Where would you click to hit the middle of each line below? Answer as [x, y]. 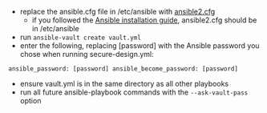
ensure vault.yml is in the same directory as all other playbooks [124, 84]
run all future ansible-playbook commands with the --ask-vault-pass [134, 92]
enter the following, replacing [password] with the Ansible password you [140, 46]
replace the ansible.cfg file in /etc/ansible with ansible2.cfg [117, 12]
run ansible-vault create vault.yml [81, 37]
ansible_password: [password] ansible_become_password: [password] [123, 69]
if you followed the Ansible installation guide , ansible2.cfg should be [144, 20]
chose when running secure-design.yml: [87, 54]
